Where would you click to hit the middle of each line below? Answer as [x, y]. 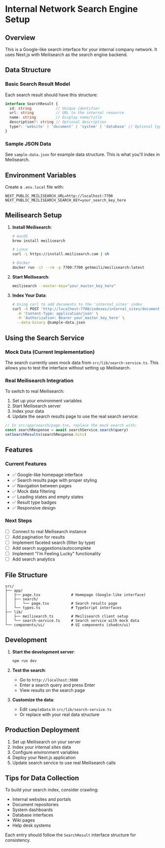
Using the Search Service [45, 338]
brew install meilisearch [39, 241]
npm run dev [24, 661]
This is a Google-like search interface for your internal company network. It [81, 49]
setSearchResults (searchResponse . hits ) [46, 434]
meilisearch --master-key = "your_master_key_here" [64, 286]
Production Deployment [42, 730]
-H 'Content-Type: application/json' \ [58, 313]
